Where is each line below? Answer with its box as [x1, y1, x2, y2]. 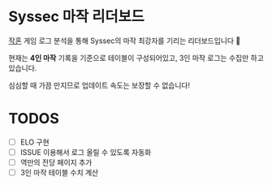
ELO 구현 [19, 137, 50, 147]
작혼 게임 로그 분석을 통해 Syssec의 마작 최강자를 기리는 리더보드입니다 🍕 [8, 36, 241, 45]
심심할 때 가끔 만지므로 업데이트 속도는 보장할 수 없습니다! [8, 80, 191, 90]
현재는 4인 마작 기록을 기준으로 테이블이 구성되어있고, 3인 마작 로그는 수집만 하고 [8, 53, 264, 62]
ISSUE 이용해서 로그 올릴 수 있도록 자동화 [19, 147, 152, 157]
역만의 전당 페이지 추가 [19, 157, 93, 167]
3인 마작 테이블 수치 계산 [19, 168, 99, 178]
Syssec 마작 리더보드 [8, 7, 145, 26]
